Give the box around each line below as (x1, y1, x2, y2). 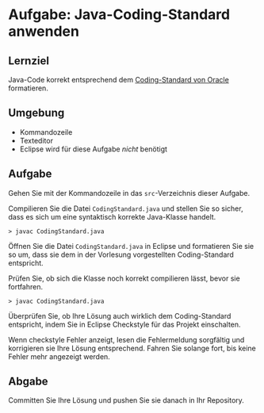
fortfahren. (8, 281, 44, 291)
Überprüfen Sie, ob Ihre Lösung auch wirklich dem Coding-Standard (8, 311, 231, 320)
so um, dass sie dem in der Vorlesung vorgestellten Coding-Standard (8, 250, 234, 259)
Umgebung (8, 106, 65, 120)
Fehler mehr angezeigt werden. (8, 351, 111, 361)
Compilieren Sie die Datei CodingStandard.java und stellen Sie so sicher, (8, 204, 243, 213)
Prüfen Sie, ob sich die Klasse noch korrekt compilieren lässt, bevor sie (8, 273, 240, 283)
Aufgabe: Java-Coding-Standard (8, 6, 231, 24)
